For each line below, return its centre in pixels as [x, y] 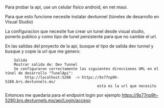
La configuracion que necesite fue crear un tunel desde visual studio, [75, 31]
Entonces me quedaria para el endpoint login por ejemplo [63, 95]
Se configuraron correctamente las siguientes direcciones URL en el [86, 69]
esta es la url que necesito [127, 86]
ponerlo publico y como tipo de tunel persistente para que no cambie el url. [81, 37]
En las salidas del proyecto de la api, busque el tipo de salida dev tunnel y [79, 46]
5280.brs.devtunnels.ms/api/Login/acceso [48, 100]
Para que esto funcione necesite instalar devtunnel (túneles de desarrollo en [82, 16]
